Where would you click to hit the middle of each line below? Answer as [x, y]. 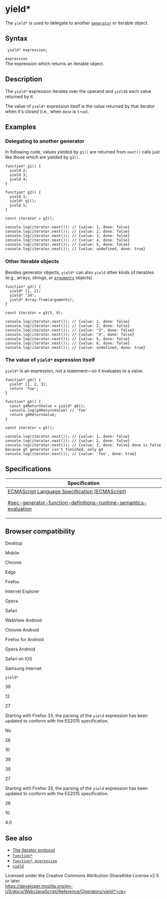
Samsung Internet [23, 668]
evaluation [20, 509]
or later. [13, 881]
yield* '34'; [23, 295]
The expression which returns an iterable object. [55, 64]
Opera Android [20, 649]
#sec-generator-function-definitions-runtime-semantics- [78, 502]
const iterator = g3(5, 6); [34, 313]
